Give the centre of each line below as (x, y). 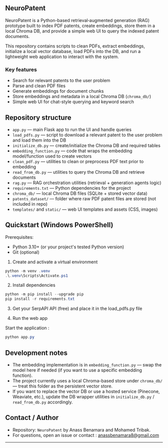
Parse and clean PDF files (39, 86)
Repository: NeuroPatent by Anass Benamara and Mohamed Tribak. (81, 429)
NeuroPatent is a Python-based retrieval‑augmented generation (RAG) (77, 20)
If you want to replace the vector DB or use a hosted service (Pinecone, (86, 391)
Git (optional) (26, 252)
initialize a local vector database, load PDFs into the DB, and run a (73, 51)
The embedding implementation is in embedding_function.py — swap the (87, 364)
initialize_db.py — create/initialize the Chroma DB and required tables (86, 145)
